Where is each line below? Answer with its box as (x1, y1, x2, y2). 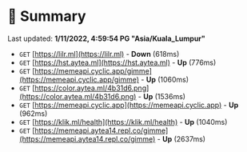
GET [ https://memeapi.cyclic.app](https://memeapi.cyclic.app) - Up (18, 100, 239, 110)
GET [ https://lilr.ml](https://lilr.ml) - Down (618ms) (18, 49, 180, 58)
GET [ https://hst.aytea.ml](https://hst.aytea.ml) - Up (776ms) (18, 58, 217, 67)
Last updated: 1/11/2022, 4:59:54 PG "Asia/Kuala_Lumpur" (7, 34, 205, 43)
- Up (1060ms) (141, 74, 189, 84)
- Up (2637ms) (157, 134, 205, 143)
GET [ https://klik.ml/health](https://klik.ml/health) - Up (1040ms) (18, 117, 228, 126)
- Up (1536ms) (137, 91, 185, 101)
